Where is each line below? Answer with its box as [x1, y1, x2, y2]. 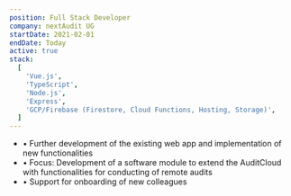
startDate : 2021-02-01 [9, 30, 95, 39]
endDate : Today [9, 38, 67, 48]
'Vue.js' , [25, 72, 63, 81]
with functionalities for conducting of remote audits [22, 167, 214, 178]
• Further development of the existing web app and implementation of [22, 138, 282, 149]
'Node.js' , [25, 88, 67, 97]
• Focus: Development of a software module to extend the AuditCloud [22, 157, 282, 168]
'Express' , [25, 96, 67, 106]
